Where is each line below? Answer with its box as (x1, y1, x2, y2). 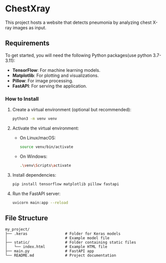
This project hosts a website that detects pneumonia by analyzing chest (5, 19, 152, 25)
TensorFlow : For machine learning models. (12, 67, 101, 73)
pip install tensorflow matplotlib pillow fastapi (12, 182, 119, 187)
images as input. (12, 24, 47, 30)
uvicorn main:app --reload (12, 200, 68, 205)
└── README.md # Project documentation (5, 253, 116, 258)
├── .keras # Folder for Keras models (5, 231, 121, 236)
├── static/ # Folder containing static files (5, 240, 136, 245)
